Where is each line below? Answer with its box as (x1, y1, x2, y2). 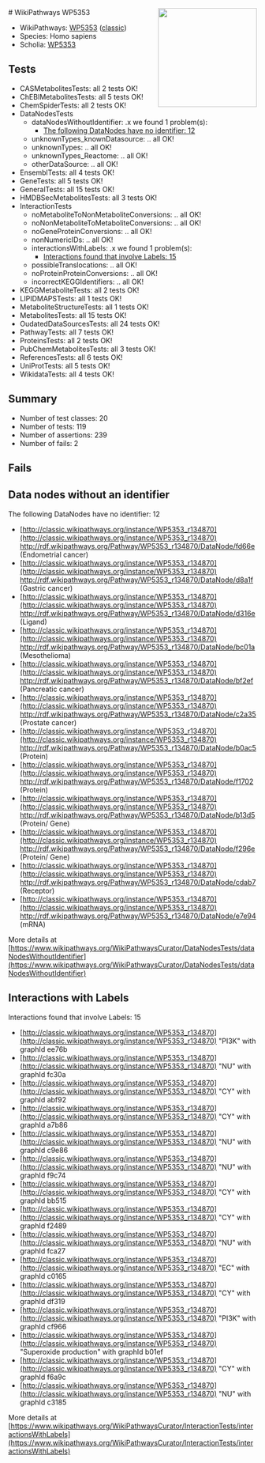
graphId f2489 (19, 1221, 67, 1231)
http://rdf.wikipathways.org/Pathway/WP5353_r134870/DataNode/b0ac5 (19, 743, 256, 752)
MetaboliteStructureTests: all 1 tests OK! (19, 302, 149, 312)
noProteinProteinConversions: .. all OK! (31, 268, 158, 278)
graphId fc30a (19, 1069, 66, 1079)
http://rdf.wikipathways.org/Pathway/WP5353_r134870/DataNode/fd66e (19, 541, 256, 550)
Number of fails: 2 (19, 438, 79, 448)
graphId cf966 (19, 1321, 67, 1331)
